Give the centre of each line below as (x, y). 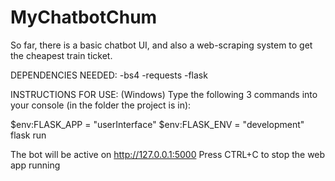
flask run (28, 135)
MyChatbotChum (84, 17)
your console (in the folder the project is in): (101, 105)
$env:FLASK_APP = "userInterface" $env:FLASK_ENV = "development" (157, 124)
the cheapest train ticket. (61, 55)
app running (35, 165)
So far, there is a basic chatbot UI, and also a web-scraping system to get (161, 45)
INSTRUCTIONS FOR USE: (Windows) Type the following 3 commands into (164, 94)
